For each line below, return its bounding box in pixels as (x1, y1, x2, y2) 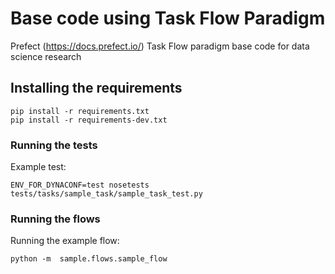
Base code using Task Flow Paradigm (10, 7, 326, 30)
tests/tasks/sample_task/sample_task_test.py (10, 189, 203, 199)
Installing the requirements (10, 80, 183, 97)
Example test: (10, 161, 67, 173)
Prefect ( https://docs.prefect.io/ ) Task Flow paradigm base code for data (10, 40, 310, 52)
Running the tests (10, 138, 98, 152)
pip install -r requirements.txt (10, 106, 150, 116)
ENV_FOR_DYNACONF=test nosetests (10, 180, 150, 191)
